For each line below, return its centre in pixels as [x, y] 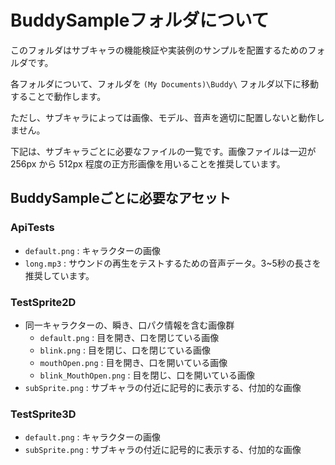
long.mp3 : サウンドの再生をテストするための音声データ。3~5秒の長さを [173, 263]
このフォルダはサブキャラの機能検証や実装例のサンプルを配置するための [159, 50]
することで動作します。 [58, 96]
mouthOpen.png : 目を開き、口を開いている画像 [133, 362]
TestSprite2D [43, 302]
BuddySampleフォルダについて [140, 20]
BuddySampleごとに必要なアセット [121, 198]
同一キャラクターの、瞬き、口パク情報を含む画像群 [129, 325]
